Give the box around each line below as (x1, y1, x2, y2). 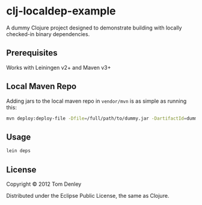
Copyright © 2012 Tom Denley (6, 180, 82, 188)
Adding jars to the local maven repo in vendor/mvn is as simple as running (6, 97, 187, 105)
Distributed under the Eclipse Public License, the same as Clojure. (6, 192, 170, 199)
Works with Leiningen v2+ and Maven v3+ (6, 64, 111, 71)
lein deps (6, 148, 31, 154)
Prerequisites (6, 48, 58, 58)
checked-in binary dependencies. (6, 30, 90, 37)
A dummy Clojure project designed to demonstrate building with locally (6, 24, 182, 31)
